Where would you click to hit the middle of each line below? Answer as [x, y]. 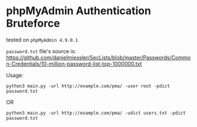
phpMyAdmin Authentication [79, 11]
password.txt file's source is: [41, 51]
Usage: [15, 75]
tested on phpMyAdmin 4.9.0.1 [42, 40]
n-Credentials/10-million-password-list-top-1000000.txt [74, 64]
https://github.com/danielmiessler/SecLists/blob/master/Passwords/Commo [98, 57]
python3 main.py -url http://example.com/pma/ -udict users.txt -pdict [96, 113]
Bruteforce [33, 23]
